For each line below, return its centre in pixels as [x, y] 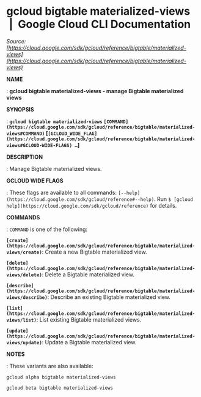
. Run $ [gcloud [174, 199]
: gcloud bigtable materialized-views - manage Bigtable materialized [95, 91]
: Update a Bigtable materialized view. [89, 342]
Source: [16, 41]
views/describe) [27, 297]
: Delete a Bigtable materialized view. [88, 274]
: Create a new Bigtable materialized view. [95, 252]
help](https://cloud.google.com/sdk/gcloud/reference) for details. [92, 205]
